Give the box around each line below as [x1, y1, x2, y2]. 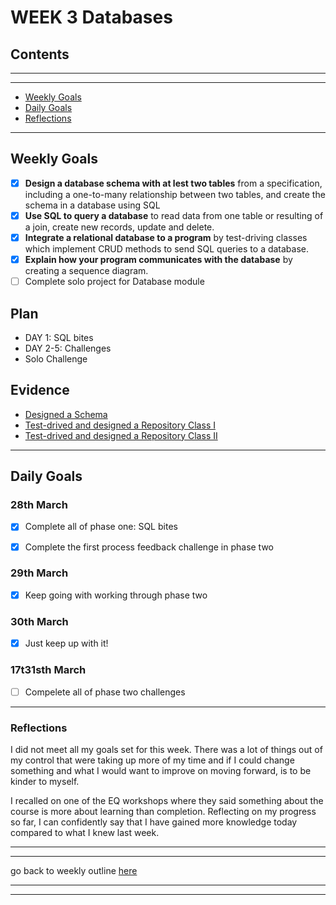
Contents [10, 46, 70, 63]
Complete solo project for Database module [24, 276, 205, 288]
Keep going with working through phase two [24, 589, 208, 601]
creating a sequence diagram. [24, 265, 149, 277]
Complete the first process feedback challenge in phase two [24, 541, 275, 553]
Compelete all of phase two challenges [24, 686, 186, 698]
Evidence [10, 382, 70, 399]
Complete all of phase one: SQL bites [24, 521, 178, 533]
